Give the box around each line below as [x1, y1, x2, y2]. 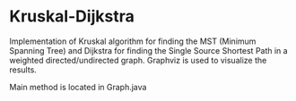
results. [9, 64, 38, 75]
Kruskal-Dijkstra [9, 6, 135, 27]
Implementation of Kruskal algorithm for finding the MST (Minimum [9, 36, 257, 46]
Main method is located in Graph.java [9, 81, 147, 92]
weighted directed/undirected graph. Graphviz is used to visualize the [9, 55, 267, 65]
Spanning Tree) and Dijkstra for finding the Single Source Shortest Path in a [9, 45, 289, 55]
